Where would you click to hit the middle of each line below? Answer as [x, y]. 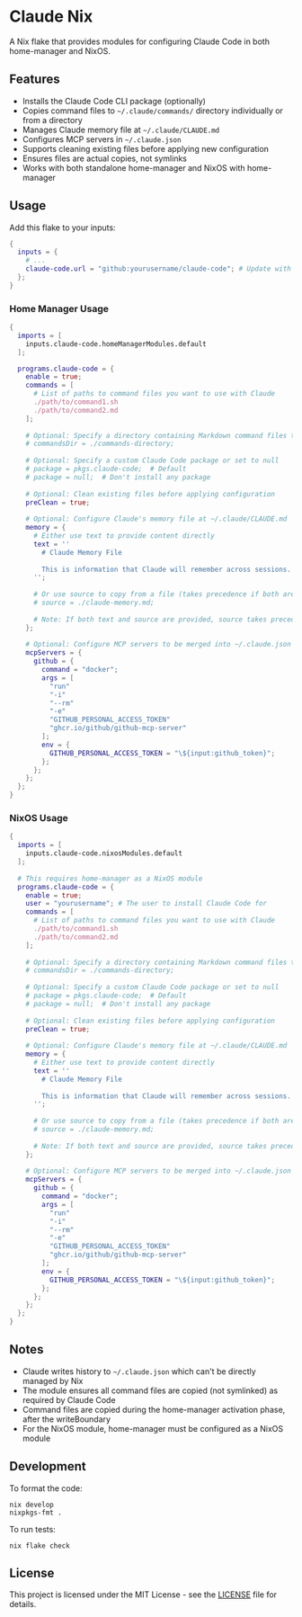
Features [35, 80]
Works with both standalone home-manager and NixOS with [133, 167]
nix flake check [40, 1546]
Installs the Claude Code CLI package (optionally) [114, 101]
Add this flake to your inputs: [62, 228]
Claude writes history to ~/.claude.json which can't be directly [139, 1371]
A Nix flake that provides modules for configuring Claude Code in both [139, 41]
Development [48, 1466]
